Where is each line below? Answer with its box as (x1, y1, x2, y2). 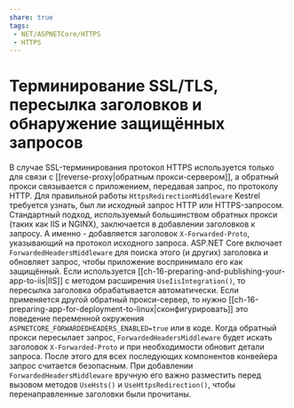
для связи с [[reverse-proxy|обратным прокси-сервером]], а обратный (9, 172, 279, 182)
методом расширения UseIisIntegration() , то (71, 276, 246, 286)
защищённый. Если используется (9, 266, 136, 276)
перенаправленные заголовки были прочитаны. (9, 388, 192, 400)
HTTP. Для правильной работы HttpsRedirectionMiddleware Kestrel (9, 190, 260, 201)
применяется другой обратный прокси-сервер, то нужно (9, 294, 227, 305)
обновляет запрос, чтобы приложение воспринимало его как (9, 257, 243, 268)
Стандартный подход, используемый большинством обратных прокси (9, 210, 278, 220)
